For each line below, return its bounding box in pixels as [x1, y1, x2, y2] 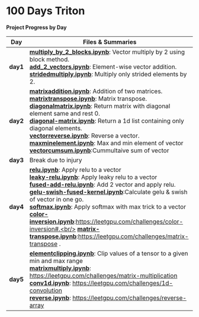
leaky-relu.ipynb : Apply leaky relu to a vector [29, 173, 158, 181]
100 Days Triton [6, 4, 85, 18]
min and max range [29, 257, 83, 265]
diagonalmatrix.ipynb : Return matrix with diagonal [29, 102, 171, 110]
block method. [29, 55, 70, 63]
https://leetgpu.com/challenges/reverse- [72, 293, 187, 302]
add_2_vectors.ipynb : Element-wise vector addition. [29, 62, 177, 71]
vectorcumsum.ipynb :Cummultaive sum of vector [29, 146, 169, 155]
